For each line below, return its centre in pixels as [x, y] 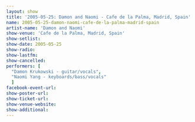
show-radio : [21, 50]
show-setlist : [24, 39]
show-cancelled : [26, 60]
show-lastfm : [22, 55]
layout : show [22, 11]
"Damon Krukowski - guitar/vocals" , [56, 72]
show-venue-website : [32, 104]
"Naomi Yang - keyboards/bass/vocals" [59, 77]
